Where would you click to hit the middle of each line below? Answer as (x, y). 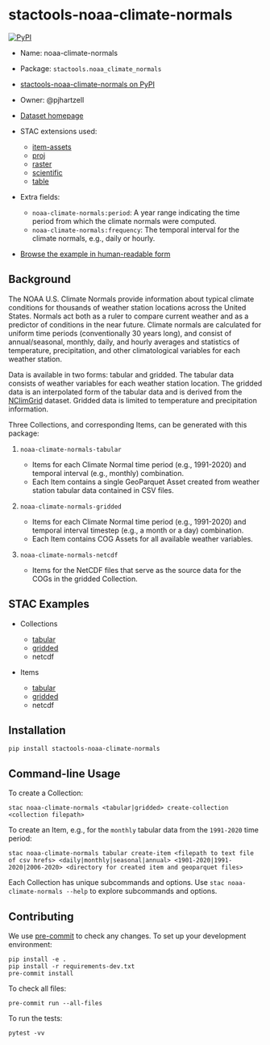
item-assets (52, 146)
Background (39, 279)
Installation (37, 730)
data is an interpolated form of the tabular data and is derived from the (125, 392)
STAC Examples (49, 604)
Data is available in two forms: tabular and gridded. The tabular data (121, 374)
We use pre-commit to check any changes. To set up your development (127, 936)
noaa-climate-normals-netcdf (69, 555)
